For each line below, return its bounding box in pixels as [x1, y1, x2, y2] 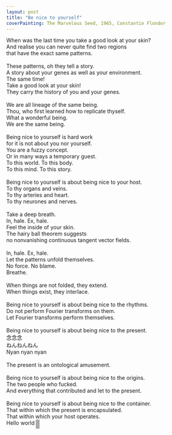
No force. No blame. [6, 262, 57, 270]
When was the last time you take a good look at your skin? [6, 37, 151, 44]
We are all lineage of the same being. [6, 101, 98, 109]
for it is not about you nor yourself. [6, 140, 92, 147]
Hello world [6, 419, 35, 427]
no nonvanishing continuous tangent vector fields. [6, 237, 131, 244]
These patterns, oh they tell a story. [6, 62, 95, 70]
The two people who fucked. [6, 380, 78, 388]
